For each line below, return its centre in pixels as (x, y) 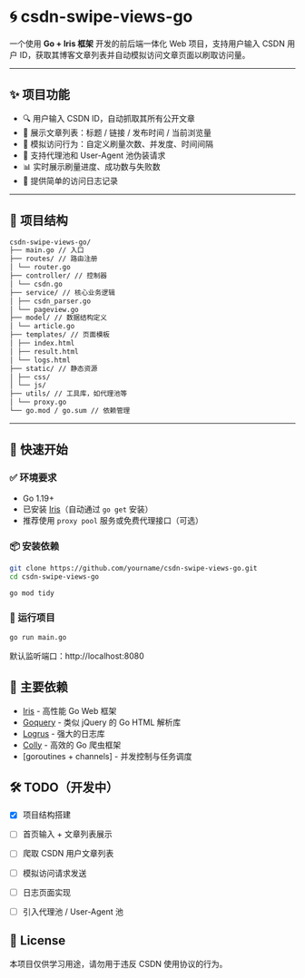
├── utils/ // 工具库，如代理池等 (69, 394)
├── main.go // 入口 (47, 250)
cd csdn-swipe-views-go (54, 577)
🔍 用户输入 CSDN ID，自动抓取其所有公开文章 (108, 118)
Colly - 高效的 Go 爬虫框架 (72, 745)
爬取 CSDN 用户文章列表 (68, 854)
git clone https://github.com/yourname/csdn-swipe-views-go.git (133, 568)
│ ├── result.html (44, 351)
